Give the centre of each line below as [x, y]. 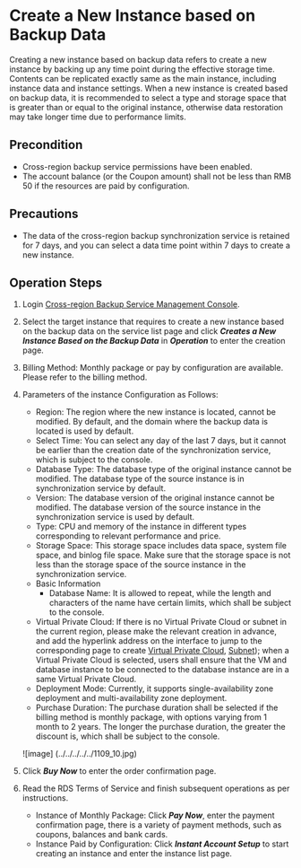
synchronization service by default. [101, 488]
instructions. [45, 798]
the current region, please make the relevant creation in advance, [156, 631]
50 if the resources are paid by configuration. [106, 186]
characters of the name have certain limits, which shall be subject [170, 603]
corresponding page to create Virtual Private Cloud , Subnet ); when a [162, 651]
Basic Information [68, 583]
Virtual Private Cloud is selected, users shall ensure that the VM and [161, 660]
